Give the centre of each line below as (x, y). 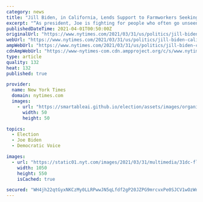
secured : (17, 190)
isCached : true (36, 179)
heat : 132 (19, 68)
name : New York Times (39, 90)
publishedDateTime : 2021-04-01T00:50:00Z (59, 29)
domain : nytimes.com (37, 96)
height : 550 (32, 173)
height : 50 (36, 118)
